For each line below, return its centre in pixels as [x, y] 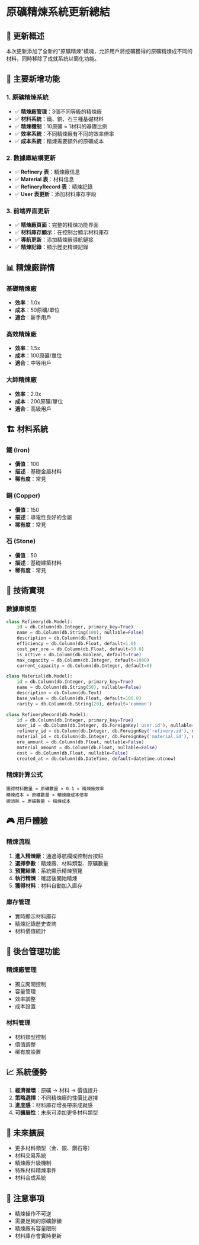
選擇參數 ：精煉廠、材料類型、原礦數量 [61, 863]
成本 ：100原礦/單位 [38, 355]
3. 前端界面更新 [28, 211]
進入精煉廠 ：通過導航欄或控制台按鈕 [59, 856]
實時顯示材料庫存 [36, 916]
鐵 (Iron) [18, 450]
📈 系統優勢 [27, 1072]
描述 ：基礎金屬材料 [38, 471]
